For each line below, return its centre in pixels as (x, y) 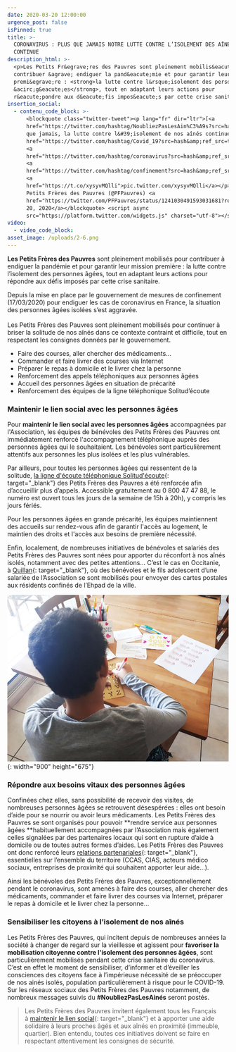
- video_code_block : (44, 230)
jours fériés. (25, 506)
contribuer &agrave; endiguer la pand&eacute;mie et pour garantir (114, 74)
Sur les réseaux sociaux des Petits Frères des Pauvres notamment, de (109, 989)
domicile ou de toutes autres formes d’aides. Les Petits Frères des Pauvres (115, 845)
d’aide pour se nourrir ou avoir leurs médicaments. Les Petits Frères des (111, 815)
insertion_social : (34, 104)
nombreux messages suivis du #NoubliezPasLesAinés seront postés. (108, 997)
